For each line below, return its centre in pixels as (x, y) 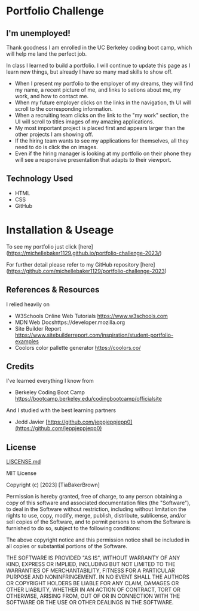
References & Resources (53, 290)
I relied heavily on (28, 304)
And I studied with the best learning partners (61, 410)
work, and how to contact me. (51, 96)
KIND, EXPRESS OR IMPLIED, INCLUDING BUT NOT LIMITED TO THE (91, 564)
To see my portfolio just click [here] (50, 246)
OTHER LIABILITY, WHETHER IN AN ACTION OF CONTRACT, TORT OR (93, 590)
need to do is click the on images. (56, 147)
